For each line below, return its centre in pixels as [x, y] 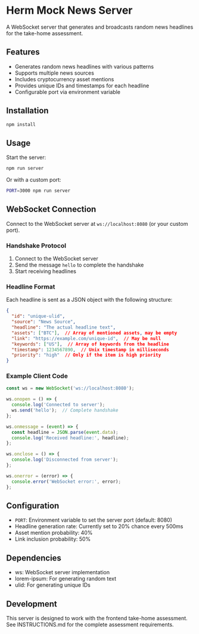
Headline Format [31, 287]
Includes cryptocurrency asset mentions [64, 79]
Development [32, 604]
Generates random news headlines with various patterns [84, 66]
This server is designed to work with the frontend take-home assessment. [97, 618]
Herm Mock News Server [69, 10]
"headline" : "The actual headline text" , [64, 327]
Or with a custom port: [34, 180]
